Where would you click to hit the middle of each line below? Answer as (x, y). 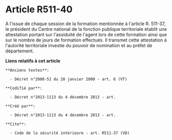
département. (20, 51)
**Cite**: (16, 124)
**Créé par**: (21, 106)
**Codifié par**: (24, 88)
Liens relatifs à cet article (33, 61)
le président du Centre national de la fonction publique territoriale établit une (86, 29)
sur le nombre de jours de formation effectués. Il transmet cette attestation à (86, 40)
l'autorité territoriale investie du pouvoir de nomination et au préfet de (79, 45)
